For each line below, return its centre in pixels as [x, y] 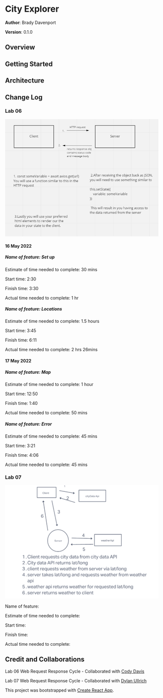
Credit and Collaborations [45, 660]
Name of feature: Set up [30, 257]
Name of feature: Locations [34, 309]
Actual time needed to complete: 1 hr [42, 298]
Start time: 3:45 [21, 331]
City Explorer [32, 9]
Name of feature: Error [28, 424]
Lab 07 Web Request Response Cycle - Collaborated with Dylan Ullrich [76, 680]
